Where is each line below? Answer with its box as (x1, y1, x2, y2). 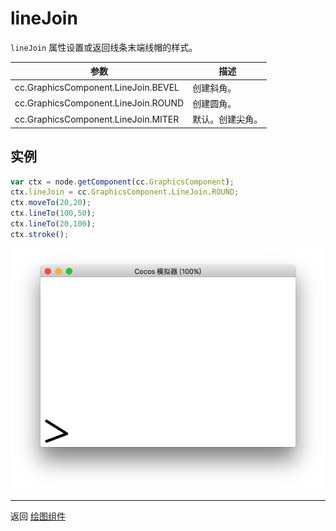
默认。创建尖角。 (192, 113, 263, 126)
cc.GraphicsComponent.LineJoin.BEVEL (14, 82, 180, 94)
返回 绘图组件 (10, 510, 66, 522)
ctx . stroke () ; (10, 229, 70, 239)
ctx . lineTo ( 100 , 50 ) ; (10, 208, 97, 219)
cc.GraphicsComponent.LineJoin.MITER (14, 113, 180, 125)
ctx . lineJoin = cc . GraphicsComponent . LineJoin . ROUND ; (10, 187, 240, 197)
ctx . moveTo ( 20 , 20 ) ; (10, 198, 92, 208)
